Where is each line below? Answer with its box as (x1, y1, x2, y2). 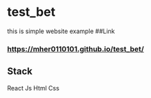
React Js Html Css (7, 84, 60, 92)
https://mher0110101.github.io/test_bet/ (7, 44, 145, 54)
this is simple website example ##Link (7, 27, 115, 35)
